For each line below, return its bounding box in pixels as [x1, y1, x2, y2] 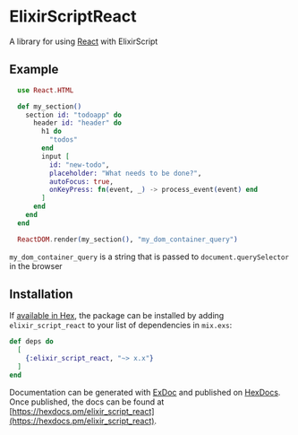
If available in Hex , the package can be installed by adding [9, 310, 225, 321]
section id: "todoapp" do [25, 110, 123, 119]
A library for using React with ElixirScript [9, 36, 158, 47]
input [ [41, 152, 70, 161]
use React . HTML [17, 85, 74, 95]
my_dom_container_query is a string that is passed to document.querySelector [9, 251, 289, 262]
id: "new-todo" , [48, 160, 110, 170]
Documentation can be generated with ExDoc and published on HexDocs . [9, 387, 281, 397]
